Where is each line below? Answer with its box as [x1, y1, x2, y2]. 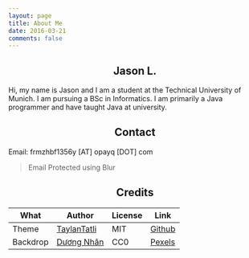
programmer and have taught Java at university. [8, 102, 167, 113]
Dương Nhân [55, 236, 104, 248]
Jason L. [112, 63, 157, 77]
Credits [116, 186, 154, 199]
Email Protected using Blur [27, 162, 116, 172]
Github [149, 223, 176, 234]
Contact [114, 125, 156, 139]
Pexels [149, 236, 175, 248]
